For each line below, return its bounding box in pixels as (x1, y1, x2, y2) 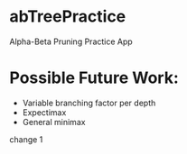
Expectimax (22, 106, 67, 118)
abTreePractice (9, 6, 126, 27)
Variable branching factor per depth (22, 97, 156, 108)
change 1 (9, 133, 43, 145)
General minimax (22, 116, 86, 127)
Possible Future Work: (9, 68, 179, 88)
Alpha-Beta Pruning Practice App (9, 36, 133, 47)
